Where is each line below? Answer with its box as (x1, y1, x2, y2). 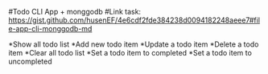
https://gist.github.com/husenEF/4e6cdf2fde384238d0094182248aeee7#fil (8, 15, 260, 25)
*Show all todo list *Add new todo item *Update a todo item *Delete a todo (8, 39, 259, 49)
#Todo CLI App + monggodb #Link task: (8, 7, 142, 16)
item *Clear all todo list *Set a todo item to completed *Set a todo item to (8, 48, 252, 57)
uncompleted (8, 56, 52, 66)
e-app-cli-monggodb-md (8, 24, 93, 33)
